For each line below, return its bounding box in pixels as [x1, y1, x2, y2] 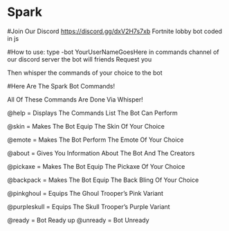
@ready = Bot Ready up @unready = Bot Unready [7, 216, 150, 224]
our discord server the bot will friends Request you [7, 55, 152, 63]
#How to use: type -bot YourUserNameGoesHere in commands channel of [7, 48, 219, 56]
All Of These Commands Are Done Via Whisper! [7, 95, 143, 104]
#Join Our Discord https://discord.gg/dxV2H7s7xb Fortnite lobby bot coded [7, 27, 223, 35]
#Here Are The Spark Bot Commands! [7, 82, 116, 90]
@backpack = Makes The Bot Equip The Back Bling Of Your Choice [7, 176, 199, 184]
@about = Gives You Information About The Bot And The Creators [7, 149, 195, 157]
